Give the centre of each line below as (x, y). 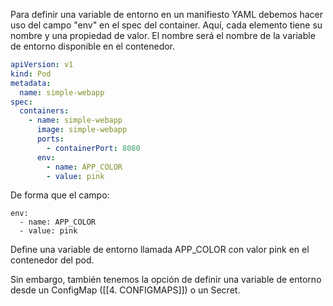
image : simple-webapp (82, 130)
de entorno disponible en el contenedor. (93, 46)
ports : (50, 139)
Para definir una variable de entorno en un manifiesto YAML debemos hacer (167, 14)
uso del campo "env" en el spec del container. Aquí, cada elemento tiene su (166, 25)
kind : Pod (31, 74)
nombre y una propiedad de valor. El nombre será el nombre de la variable (163, 35)
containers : (44, 111)
